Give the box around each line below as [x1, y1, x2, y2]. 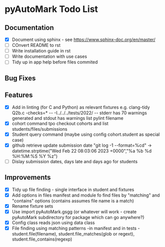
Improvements [4, 173, 51, 182]
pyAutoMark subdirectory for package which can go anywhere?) [11, 214, 145, 220]
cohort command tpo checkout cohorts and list [11, 120, 109, 126]
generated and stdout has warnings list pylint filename [11, 115, 124, 121]
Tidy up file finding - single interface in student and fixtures [11, 186, 135, 193]
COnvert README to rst [11, 42, 61, 48]
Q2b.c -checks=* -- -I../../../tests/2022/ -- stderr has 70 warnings [11, 110, 148, 116]
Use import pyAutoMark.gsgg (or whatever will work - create [11, 209, 137, 215]
